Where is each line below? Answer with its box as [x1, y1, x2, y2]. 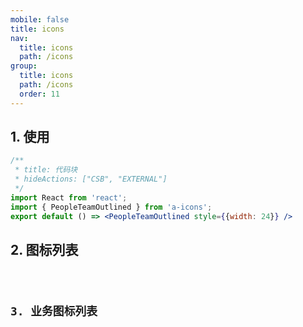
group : [10, 61, 38, 71]
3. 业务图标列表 [10, 304, 98, 319]
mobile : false [10, 14, 70, 25]
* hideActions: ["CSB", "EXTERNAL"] [14, 174, 168, 185]
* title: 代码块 [14, 165, 78, 175]
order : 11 [19, 89, 60, 99]
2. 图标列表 [10, 241, 79, 258]
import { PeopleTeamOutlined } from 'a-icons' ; [10, 202, 213, 212]
